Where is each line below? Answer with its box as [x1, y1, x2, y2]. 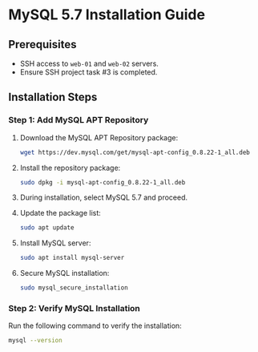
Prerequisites [8, 38, 77, 51]
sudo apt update [19, 224, 75, 232]
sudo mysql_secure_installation [19, 284, 128, 292]
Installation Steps [8, 91, 98, 104]
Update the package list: [19, 208, 102, 218]
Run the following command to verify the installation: [8, 321, 182, 330]
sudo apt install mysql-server [19, 254, 125, 262]
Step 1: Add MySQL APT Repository [8, 115, 149, 126]
